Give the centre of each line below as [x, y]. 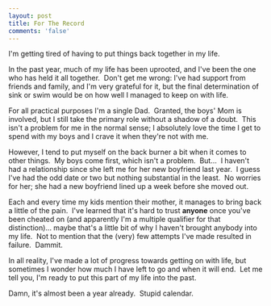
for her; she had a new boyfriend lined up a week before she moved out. [128, 187]
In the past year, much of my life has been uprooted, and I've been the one [132, 69]
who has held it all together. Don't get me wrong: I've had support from [127, 78]
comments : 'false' [39, 31]
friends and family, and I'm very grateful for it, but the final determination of [134, 86]
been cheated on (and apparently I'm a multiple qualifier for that [115, 220]
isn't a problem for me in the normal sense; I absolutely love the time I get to [135, 128]
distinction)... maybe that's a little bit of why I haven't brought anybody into [133, 228]
